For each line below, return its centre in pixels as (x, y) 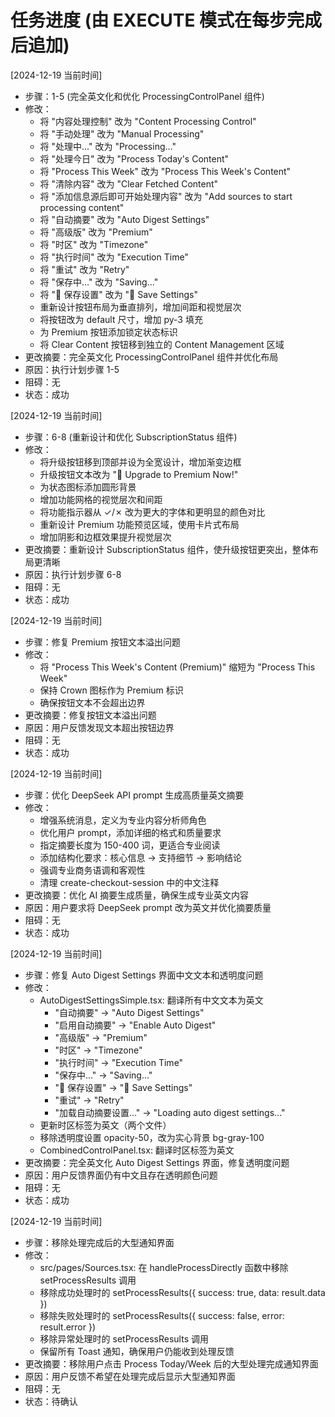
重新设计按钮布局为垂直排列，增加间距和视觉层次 (140, 307)
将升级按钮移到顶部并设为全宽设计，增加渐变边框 (140, 462)
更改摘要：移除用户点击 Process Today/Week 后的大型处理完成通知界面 (171, 1363)
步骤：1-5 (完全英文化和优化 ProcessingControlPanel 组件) (144, 96)
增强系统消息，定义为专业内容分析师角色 (123, 820)
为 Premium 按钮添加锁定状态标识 (108, 332)
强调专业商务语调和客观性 (92, 870)
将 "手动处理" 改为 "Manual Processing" (122, 133)
